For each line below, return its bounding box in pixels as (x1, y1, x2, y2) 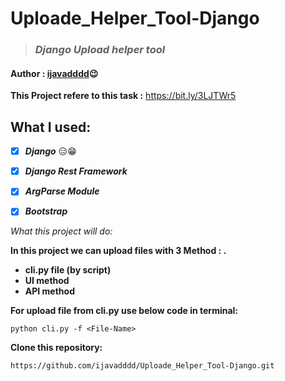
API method (24, 285, 75, 297)
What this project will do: (10, 225, 113, 237)
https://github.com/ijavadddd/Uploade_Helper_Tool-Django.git (10, 361, 275, 371)
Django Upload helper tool (34, 43, 166, 57)
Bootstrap (24, 205, 68, 217)
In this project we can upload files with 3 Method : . (10, 245, 227, 257)
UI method (24, 275, 70, 287)
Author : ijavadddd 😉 (10, 67, 99, 79)
